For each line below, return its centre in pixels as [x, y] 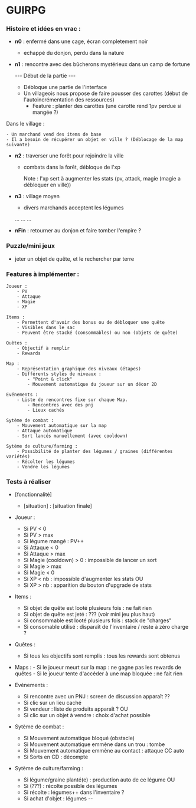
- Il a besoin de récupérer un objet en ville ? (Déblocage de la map [95, 140]
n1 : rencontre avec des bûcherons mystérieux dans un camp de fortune [102, 64]
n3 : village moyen [37, 196]
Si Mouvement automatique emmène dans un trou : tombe [94, 744]
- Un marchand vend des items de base [54, 134]
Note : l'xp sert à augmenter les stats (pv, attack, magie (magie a [102, 179]
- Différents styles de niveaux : [59, 374]
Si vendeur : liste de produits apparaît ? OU [76, 709]
